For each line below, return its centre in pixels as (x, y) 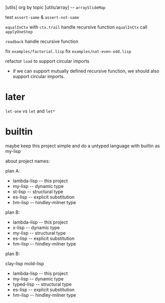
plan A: (13, 171)
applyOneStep (19, 32)
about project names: (28, 161)
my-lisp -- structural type (39, 233)
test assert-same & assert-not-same (42, 17)
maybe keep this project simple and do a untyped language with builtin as (83, 146)
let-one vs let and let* (30, 111)
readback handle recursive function (42, 41)
